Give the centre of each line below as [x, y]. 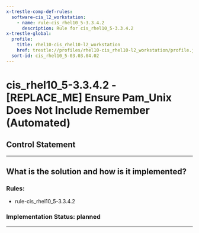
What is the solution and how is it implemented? [96, 172]
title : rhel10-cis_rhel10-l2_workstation [68, 45]
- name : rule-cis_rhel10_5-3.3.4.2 [61, 23]
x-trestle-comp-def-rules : [39, 12]
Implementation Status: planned [53, 217]
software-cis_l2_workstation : [49, 17]
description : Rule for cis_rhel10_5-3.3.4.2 [78, 28]
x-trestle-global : [29, 34]
